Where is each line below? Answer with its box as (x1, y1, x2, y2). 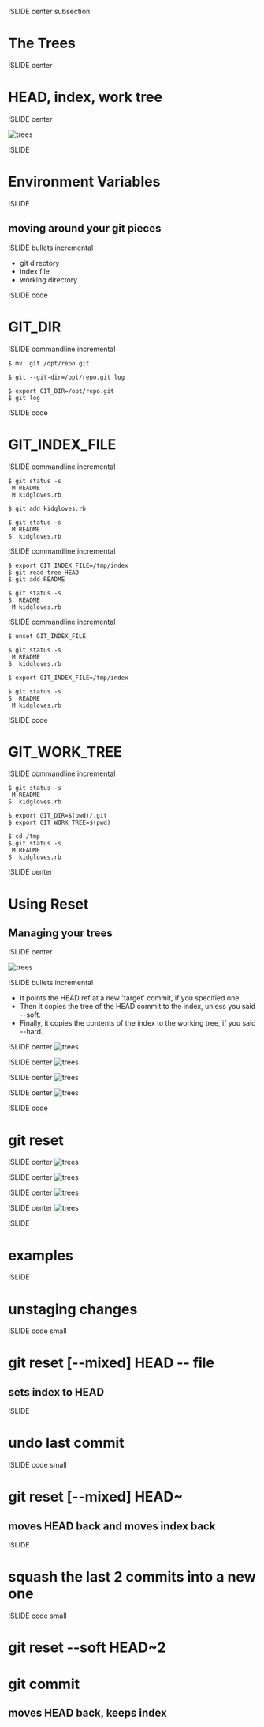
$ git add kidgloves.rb (8, 504, 87, 512)
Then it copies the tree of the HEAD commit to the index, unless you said (19, 1002, 256, 1011)
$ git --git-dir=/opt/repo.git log (8, 373, 125, 381)
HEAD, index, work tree (8, 89, 163, 106)
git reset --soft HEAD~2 (8, 1638, 166, 1657)
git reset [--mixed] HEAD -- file (8, 1354, 215, 1372)
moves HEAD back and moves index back (8, 1519, 216, 1532)
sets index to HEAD (8, 1385, 105, 1399)
